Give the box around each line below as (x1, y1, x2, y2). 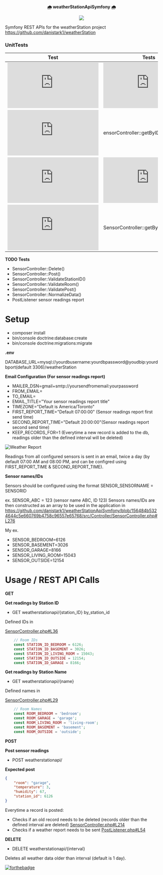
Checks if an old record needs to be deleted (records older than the (12, 816, 147, 822)
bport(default (5, 364, 32, 370)
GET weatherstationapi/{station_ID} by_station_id (12, 610, 110, 615)
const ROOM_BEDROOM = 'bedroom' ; (14, 711, 81, 716)
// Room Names (14, 707, 42, 712)
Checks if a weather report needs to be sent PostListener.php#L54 (12, 827, 146, 833)
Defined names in (5, 688, 40, 694)
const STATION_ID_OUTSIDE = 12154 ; (14, 656, 86, 661)
